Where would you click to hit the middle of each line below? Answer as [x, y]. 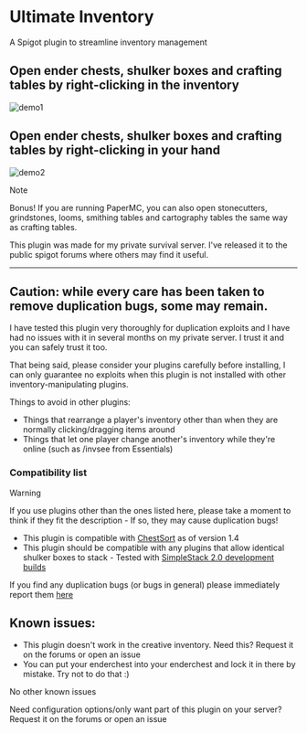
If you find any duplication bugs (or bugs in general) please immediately [145, 584]
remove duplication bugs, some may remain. [139, 306]
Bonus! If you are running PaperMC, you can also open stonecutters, [138, 207]
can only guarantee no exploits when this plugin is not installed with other [148, 375]
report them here [42, 594]
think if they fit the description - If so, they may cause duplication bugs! [144, 520]
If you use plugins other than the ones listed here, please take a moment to [150, 510]
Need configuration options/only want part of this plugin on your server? [146, 709]
